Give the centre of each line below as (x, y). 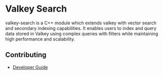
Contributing (26, 55)
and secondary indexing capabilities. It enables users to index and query (81, 28)
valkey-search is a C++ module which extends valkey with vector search (81, 23)
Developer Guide (30, 67)
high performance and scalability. (40, 39)
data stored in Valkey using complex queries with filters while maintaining (82, 33)
